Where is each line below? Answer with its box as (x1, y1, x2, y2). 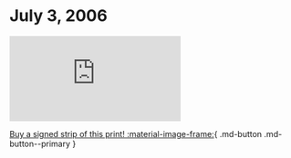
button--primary (9, 138, 71, 149)
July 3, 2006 (9, 5, 108, 26)
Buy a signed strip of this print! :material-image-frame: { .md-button (9, 128, 263, 139)
